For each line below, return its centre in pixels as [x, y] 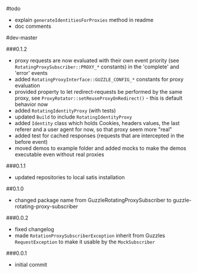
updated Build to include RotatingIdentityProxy [73, 117]
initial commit [31, 264]
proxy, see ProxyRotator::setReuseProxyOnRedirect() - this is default [98, 98]
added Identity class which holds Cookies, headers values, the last [97, 123]
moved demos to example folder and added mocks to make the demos [101, 148]
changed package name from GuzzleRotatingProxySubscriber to [93, 200]
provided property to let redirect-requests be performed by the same [98, 92]
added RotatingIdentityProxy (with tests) [65, 111]
